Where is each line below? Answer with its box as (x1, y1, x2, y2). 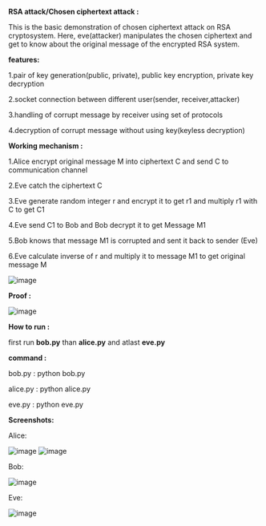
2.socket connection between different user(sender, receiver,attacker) (8, 95, 240, 103)
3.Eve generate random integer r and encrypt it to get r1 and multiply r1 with (8, 196, 258, 205)
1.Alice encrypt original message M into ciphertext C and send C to (8, 156, 229, 166)
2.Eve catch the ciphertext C (8, 180, 103, 190)
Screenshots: (8, 415, 54, 424)
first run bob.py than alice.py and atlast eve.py (8, 338, 166, 347)
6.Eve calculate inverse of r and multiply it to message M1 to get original (8, 252, 246, 261)
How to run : (8, 322, 50, 331)
